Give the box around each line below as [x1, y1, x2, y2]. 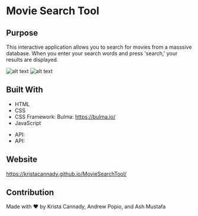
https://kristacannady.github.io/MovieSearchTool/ [6, 170, 127, 177]
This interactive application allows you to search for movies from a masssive [6, 43, 192, 50]
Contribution [6, 188, 54, 198]
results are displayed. [6, 56, 59, 63]
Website [6, 154, 37, 164]
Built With [6, 85, 43, 95]
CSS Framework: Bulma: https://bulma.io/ [14, 113, 116, 120]
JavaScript [14, 119, 41, 126]
